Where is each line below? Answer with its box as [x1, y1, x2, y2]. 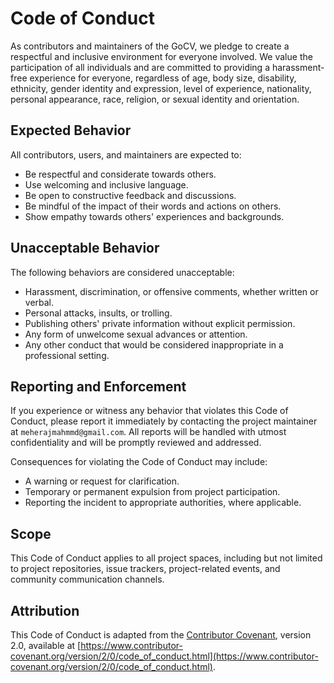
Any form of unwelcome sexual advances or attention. [24, 328, 248, 340]
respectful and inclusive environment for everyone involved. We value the [10, 50, 313, 62]
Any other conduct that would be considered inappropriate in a [24, 338, 284, 351]
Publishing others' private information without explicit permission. [24, 317, 296, 329]
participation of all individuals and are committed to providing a [10, 61, 271, 73]
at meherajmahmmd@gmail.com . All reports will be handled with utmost [10, 426, 287, 438]
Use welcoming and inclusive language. [24, 178, 189, 191]
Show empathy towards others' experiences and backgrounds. [24, 210, 285, 222]
